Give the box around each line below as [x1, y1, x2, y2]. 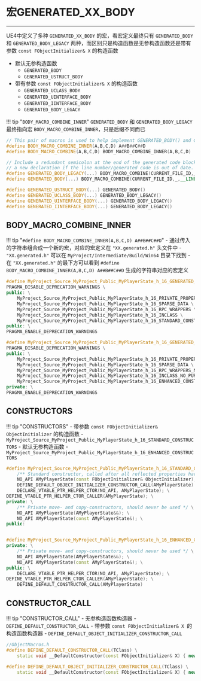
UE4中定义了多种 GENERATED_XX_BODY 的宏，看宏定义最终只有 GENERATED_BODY [6, 32, 193, 39]
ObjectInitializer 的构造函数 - [6, 430, 84, 437]
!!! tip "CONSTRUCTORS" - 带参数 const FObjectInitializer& [6, 422, 159, 430]
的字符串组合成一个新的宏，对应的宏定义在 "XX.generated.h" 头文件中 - [6, 244, 182, 251]
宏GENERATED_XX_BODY [6, 5, 136, 19]
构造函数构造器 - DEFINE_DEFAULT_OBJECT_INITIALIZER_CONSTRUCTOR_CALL [6, 630, 182, 637]
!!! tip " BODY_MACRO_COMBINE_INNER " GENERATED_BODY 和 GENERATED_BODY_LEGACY [6, 118, 193, 125]
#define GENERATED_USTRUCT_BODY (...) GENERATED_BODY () [6, 187, 146, 193]
